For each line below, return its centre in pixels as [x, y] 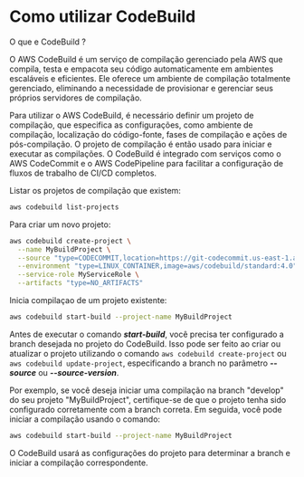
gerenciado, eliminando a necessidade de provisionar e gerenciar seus [142, 88]
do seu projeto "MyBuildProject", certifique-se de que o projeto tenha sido [148, 399]
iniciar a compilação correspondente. [79, 463]
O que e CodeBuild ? [47, 42]
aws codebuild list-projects [64, 207]
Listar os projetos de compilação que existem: [95, 190]
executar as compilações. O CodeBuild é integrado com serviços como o [146, 153]
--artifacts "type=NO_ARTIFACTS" [81, 283]
